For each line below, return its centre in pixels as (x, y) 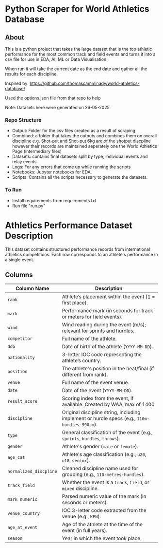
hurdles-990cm (78, 425)
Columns (19, 274)
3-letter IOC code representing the (102, 355)
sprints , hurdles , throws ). (91, 438)
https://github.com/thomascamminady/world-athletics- (85, 83)
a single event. (20, 260)
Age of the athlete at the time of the (102, 525)
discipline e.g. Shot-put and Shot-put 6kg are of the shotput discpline (81, 141)
